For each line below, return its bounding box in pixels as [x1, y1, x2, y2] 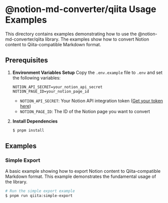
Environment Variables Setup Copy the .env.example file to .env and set [12, 69, 163, 75]
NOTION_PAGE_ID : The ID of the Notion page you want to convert [20, 108, 150, 114]
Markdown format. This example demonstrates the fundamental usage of [5, 173, 156, 179]
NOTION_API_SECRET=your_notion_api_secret [12, 84, 103, 89]
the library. [5, 179, 28, 185]
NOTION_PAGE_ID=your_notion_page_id [12, 89, 89, 94]
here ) [20, 103, 32, 109]
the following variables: [12, 74, 61, 81]
